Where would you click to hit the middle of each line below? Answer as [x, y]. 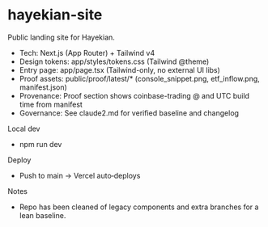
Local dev [24, 128]
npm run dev [40, 144]
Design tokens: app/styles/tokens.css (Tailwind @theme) [114, 61]
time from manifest [51, 104]
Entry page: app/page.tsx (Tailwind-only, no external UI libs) [119, 69]
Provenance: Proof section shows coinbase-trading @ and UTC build [134, 95]
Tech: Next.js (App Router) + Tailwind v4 [87, 53]
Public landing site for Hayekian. [61, 37]
